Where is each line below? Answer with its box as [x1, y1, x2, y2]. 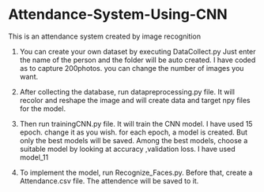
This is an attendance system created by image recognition [8, 31, 202, 41]
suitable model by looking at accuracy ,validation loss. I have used [19, 144, 236, 153]
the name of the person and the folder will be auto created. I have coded [19, 55, 256, 65]
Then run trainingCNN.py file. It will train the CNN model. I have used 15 [19, 119, 253, 128]
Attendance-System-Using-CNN [8, 6, 228, 24]
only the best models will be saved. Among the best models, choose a [19, 135, 248, 145]
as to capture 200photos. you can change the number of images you [19, 63, 244, 72]
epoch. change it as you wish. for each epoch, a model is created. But [19, 127, 247, 137]
